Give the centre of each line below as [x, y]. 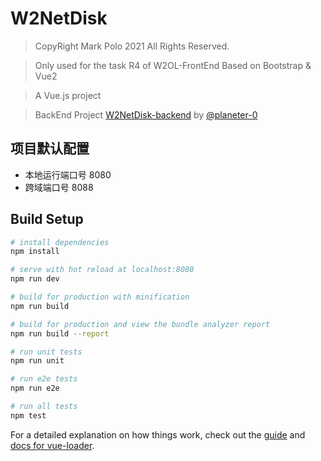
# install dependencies [60, 242]
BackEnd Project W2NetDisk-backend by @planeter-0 [146, 114]
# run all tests [44, 407]
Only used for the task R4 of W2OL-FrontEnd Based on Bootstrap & [173, 65]
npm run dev [35, 279]
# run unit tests [46, 352]
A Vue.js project [68, 95]
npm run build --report [60, 333]
